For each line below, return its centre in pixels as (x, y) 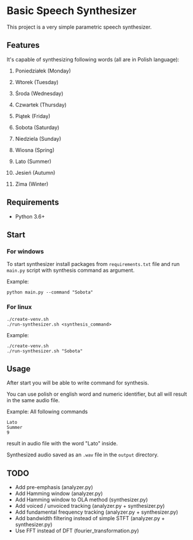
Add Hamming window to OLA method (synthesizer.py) (81, 500)
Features (23, 45)
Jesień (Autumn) (35, 172)
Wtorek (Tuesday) (37, 82)
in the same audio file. (33, 400)
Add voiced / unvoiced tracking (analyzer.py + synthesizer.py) (90, 506)
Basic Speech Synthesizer (72, 11)
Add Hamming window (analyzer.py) (59, 494)
